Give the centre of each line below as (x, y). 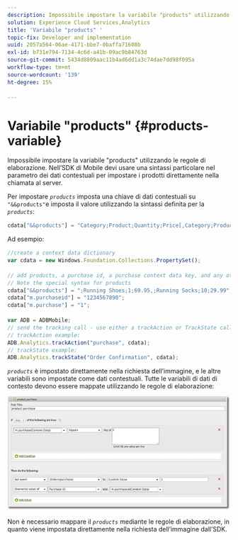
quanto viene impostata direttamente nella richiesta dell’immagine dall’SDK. (118, 529)
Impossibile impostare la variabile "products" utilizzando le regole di (107, 160)
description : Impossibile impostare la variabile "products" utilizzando (119, 15)
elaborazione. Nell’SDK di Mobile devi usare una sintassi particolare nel (111, 168)
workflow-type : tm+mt (39, 67)
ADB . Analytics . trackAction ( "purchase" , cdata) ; (79, 343)
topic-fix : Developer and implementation (69, 38)
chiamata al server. (35, 183)
